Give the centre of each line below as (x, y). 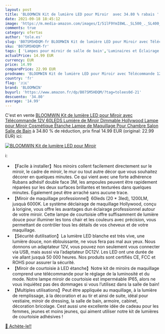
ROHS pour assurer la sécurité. (43, 263)
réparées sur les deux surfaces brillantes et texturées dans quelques (82, 187)
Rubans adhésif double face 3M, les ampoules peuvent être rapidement (85, 182)
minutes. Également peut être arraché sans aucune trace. (70, 193)
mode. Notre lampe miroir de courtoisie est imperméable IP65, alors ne (84, 279)
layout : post (18, 10)
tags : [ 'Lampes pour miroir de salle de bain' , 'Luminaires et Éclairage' (83, 51)
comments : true (21, 28)
